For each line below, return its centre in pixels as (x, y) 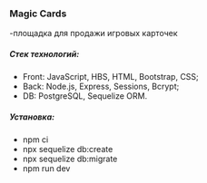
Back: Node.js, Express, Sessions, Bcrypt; (101, 87)
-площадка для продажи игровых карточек (94, 34)
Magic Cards (38, 14)
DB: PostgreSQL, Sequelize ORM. (85, 96)
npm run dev (46, 169)
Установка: (32, 117)
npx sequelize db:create (68, 149)
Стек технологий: (44, 53)
